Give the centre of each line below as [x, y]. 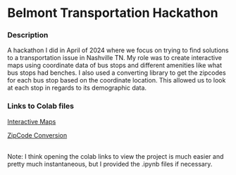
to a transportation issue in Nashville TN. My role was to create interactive [114, 58]
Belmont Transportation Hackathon [113, 13]
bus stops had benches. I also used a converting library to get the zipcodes [117, 73]
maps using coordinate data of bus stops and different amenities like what [115, 66]
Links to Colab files [41, 106]
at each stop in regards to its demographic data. [77, 88]
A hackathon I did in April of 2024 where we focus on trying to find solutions [118, 50]
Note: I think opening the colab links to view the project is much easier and [116, 156]
